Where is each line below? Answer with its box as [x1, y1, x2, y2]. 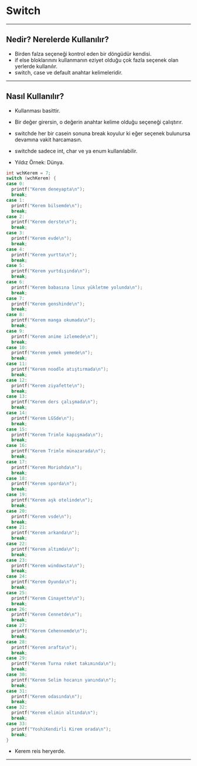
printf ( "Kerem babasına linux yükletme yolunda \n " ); [11, 284, 143, 290]
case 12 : [6, 377, 28, 383]
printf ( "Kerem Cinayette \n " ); [11, 595, 85, 601]
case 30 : [6, 672, 28, 678]
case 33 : [6, 720, 28, 727]
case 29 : [6, 655, 28, 661]
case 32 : [6, 704, 28, 710]
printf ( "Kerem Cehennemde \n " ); [11, 628, 88, 634]
